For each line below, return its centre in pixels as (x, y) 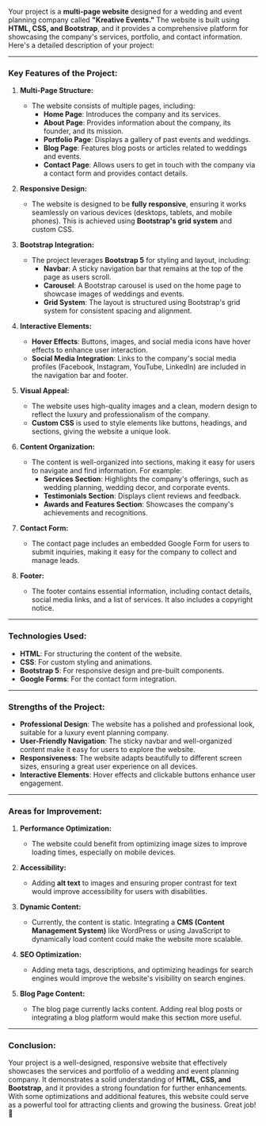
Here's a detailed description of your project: (81, 45)
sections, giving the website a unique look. (101, 431)
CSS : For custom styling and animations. (86, 661)
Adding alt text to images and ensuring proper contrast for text (134, 883)
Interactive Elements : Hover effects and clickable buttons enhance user (137, 774)
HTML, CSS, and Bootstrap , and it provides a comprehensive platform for (128, 28)
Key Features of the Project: (63, 73)
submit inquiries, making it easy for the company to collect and (134, 552)
